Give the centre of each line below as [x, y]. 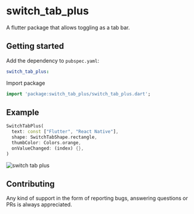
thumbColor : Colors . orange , [47, 142]
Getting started [35, 46]
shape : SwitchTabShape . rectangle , [54, 137]
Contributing [30, 184]
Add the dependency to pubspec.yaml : [53, 60]
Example [23, 112]
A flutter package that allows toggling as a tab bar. [68, 27]
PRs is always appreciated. [39, 204]
